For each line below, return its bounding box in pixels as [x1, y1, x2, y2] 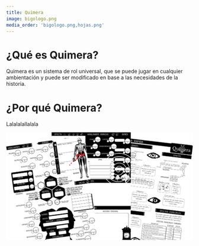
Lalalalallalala [6, 121, 38, 128]
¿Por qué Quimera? [6, 101, 102, 115]
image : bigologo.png [6, 15, 57, 22]
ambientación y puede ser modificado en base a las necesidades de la [6, 74, 178, 81]
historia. [6, 80, 26, 88]
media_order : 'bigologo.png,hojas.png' [6, 22, 105, 28]
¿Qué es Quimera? [6, 48, 99, 61]
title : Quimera [6, 9, 44, 15]
